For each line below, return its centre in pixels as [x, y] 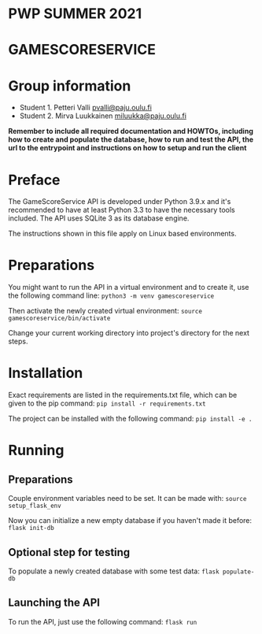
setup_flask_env [35, 506]
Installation [46, 373]
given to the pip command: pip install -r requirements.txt [107, 403]
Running [36, 450]
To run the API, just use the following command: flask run [103, 621]
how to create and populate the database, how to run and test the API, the [131, 139]
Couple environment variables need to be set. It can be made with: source [127, 499]
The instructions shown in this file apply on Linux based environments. [122, 234]
